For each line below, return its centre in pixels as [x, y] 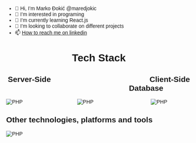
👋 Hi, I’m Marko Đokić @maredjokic [56, 9]
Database [146, 88]
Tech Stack [99, 58]
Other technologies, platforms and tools [79, 120]
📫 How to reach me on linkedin [51, 33]
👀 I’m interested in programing [49, 14]
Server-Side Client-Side [99, 79]
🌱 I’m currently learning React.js [51, 20]
